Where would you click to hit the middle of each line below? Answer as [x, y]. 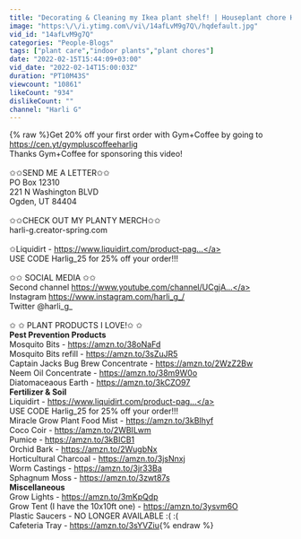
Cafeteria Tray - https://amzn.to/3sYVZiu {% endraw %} [112, 526]
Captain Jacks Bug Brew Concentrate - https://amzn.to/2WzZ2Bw [131, 363]
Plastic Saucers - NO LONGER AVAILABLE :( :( [94, 516]
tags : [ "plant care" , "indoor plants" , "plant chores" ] [112, 51]
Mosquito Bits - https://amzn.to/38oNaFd [85, 344]
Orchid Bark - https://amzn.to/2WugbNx [83, 449]
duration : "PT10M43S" [50, 76]
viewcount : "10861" [46, 84]
